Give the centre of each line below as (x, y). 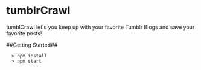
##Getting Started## (32, 45)
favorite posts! (24, 33)
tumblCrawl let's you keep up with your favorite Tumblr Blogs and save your (101, 27)
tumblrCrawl (38, 10)
